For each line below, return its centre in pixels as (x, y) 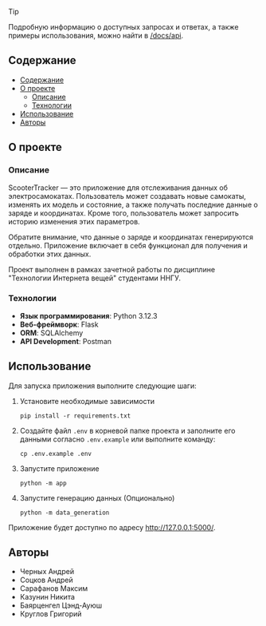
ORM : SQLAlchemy (51, 333)
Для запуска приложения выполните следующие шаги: (102, 386)
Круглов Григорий (51, 614)
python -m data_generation (65, 513)
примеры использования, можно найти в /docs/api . (96, 36)
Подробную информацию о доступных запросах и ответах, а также (123, 27)
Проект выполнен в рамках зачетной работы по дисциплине (112, 269)
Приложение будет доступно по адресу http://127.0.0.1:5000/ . (112, 527)
